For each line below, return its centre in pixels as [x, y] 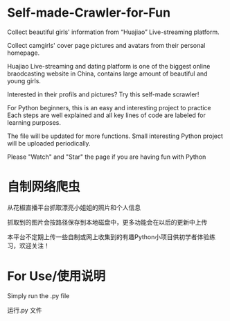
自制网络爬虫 [44, 187]
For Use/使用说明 [56, 276]
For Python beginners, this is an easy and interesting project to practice [109, 107]
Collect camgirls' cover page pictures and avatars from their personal [106, 45]
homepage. [24, 53]
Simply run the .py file [38, 295]
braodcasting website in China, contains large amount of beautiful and [107, 73]
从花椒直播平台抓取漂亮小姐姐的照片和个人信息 [74, 207]
